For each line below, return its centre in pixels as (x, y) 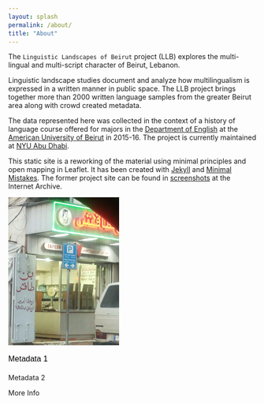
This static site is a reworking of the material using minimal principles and (127, 161)
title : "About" (33, 33)
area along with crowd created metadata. (75, 106)
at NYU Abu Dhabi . (39, 146)
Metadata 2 (27, 378)
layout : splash (33, 17)
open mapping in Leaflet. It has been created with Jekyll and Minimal (120, 170)
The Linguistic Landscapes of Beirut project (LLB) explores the (113, 57)
